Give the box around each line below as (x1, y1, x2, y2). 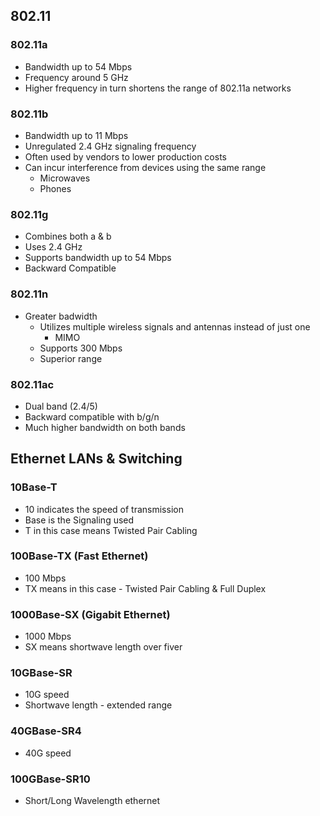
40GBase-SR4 (10, 724, 82, 738)
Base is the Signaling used (24, 514, 135, 526)
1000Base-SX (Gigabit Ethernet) (10, 607, 171, 621)
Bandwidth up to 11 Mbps (24, 129, 129, 141)
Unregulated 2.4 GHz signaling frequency (24, 140, 197, 152)
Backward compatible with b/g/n (24, 410, 160, 423)
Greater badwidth (24, 310, 98, 322)
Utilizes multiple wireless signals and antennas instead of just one (39, 320, 311, 333)
